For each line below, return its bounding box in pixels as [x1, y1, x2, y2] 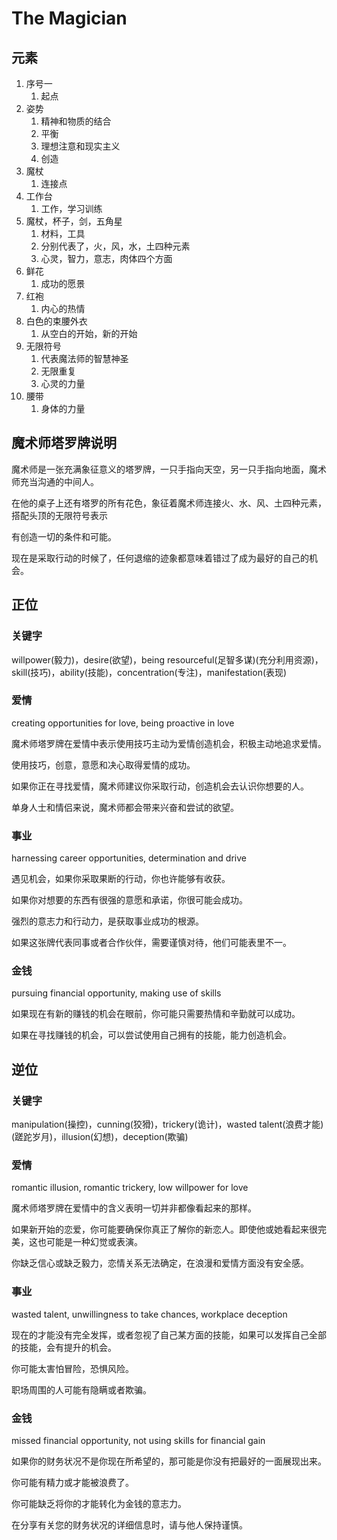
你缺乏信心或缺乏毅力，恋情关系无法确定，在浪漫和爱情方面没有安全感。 [11, 1257, 309, 1269]
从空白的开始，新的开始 [40, 328, 138, 339]
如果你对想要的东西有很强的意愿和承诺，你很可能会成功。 [11, 894, 248, 906]
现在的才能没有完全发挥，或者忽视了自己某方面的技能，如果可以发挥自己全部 [11, 1328, 327, 1341]
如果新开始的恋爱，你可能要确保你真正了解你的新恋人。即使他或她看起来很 [11, 1223, 318, 1236]
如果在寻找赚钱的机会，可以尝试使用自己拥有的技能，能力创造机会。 [11, 1029, 292, 1041]
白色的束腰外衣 [25, 315, 88, 327]
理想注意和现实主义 [40, 140, 121, 152]
